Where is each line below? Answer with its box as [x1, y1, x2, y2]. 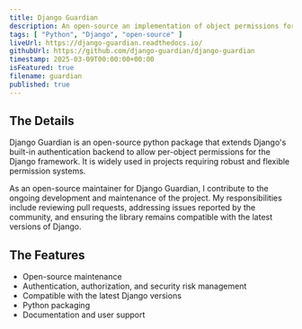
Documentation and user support [22, 309, 146, 320]
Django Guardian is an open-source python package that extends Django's [9, 137, 287, 148]
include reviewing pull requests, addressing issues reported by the [9, 202, 256, 213]
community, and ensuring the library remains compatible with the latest [9, 212, 273, 223]
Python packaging [22, 300, 91, 311]
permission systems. [9, 165, 86, 176]
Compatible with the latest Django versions [22, 290, 182, 301]
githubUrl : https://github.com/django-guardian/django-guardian [9, 47, 255, 56]
